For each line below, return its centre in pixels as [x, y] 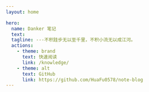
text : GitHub [39, 74]
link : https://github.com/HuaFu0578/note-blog [82, 80]
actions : [22, 46]
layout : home [22, 12]
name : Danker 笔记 [34, 29]
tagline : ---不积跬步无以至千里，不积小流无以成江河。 [74, 40]
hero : [13, 23]
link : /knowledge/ [45, 62]
